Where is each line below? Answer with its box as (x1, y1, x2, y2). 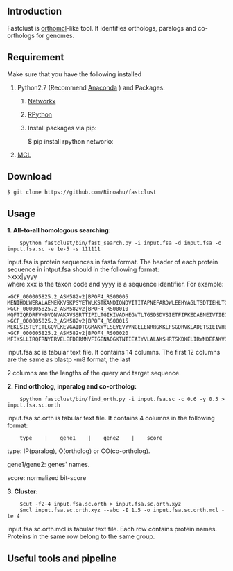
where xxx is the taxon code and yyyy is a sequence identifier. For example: (7, 280, 224, 289)
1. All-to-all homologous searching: (7, 226, 111, 235)
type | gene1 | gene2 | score (19, 435, 163, 442)
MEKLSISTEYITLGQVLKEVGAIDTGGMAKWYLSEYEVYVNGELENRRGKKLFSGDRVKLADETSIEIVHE (7, 324, 228, 331)
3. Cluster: (7, 487, 38, 495)
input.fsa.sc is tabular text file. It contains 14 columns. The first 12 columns (7, 348, 221, 357)
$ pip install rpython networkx (27, 137, 114, 145)
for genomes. (35, 31, 75, 40)
